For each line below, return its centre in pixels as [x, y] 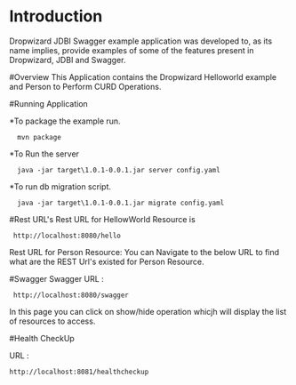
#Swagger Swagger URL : [56, 278]
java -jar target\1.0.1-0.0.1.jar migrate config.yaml [121, 203]
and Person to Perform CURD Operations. [85, 86]
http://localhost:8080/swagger [71, 295]
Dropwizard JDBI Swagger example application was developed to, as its [141, 41]
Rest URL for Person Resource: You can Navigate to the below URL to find [144, 252]
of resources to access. [52, 321]
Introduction [56, 16]
